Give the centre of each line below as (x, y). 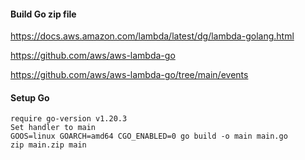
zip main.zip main (48, 145)
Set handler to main (53, 128)
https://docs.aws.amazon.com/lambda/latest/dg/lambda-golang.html (152, 36)
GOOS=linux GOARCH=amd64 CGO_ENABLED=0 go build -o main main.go (149, 136)
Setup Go (30, 97)
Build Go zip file (43, 14)
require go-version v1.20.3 (69, 119)
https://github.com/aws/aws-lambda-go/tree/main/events (129, 75)
